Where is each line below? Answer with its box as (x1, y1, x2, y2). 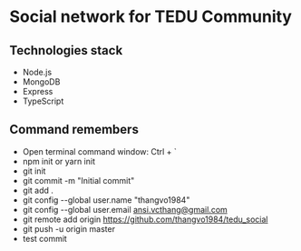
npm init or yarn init (22, 156, 96, 166)
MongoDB (22, 76, 61, 87)
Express (22, 86, 53, 96)
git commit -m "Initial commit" (22, 175, 135, 186)
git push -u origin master (22, 223, 116, 234)
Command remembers (9, 122, 139, 137)
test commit (22, 233, 68, 244)
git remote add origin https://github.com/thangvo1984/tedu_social (22, 214, 268, 225)
